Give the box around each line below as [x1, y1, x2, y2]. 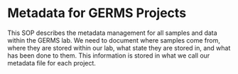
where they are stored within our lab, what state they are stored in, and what [7, 43, 231, 52]
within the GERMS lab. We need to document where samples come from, [7, 36, 220, 44]
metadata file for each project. [7, 58, 96, 67]
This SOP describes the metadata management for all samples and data [7, 28, 218, 37]
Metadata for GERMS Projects [7, 5, 187, 21]
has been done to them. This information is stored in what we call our [7, 51, 210, 60]
